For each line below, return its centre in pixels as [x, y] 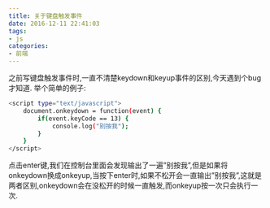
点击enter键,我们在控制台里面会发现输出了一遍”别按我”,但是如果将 [118, 165]
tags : [17, 31]
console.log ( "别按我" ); [90, 126]
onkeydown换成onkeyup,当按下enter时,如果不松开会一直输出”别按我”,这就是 [135, 175]
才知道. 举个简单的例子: [48, 88]
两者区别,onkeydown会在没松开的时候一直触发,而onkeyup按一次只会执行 [130, 186]
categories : [28, 46]
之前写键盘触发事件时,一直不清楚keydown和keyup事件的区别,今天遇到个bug [135, 78]
